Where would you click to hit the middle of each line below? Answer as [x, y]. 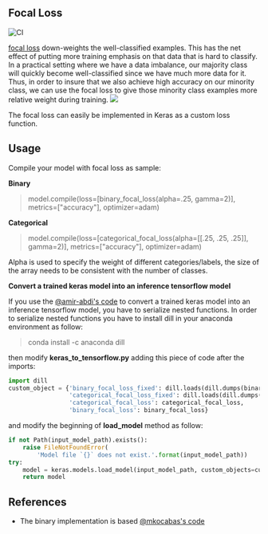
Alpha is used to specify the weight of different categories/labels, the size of [134, 261]
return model [44, 477]
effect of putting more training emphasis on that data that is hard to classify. [133, 56]
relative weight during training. [59, 100]
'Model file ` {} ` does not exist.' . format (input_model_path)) [142, 455]
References [37, 502]
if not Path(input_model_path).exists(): [78, 440]
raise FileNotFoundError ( [66, 447]
